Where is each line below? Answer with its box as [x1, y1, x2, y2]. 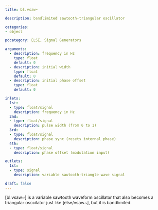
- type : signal [9, 168, 40, 173]
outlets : [5, 159, 23, 164]
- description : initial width [9, 65, 70, 69]
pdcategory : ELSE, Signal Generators [5, 38, 82, 43]
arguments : [5, 47, 27, 51]
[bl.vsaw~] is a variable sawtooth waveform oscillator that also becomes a [5, 194, 154, 200]
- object [5, 29, 23, 34]
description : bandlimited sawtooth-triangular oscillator [5, 16, 125, 21]
